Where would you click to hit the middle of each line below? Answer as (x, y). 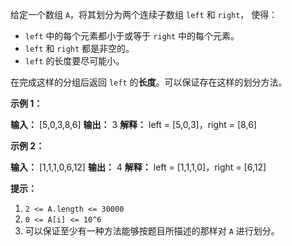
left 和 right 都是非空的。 (79, 48)
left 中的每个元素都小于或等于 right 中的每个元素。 (132, 36)
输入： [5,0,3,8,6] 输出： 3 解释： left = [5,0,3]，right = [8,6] (133, 124)
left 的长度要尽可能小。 (74, 61)
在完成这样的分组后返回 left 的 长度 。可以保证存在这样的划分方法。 (149, 82)
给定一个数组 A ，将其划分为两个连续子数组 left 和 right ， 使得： (144, 14)
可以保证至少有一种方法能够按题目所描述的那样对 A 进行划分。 (152, 231)
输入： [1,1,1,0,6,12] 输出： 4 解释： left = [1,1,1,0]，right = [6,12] (138, 167)
